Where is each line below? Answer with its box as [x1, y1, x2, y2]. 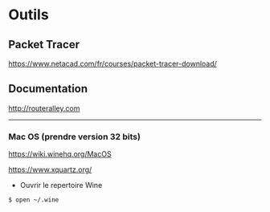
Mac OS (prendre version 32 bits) [8, 131, 141, 142]
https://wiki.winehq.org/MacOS [8, 149, 112, 159]
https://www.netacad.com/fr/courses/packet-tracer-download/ [8, 59, 217, 68]
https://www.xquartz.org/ [8, 165, 92, 174]
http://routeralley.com [8, 103, 80, 113]
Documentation [8, 82, 88, 96]
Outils [8, 6, 50, 24]
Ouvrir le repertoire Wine [19, 181, 103, 190]
